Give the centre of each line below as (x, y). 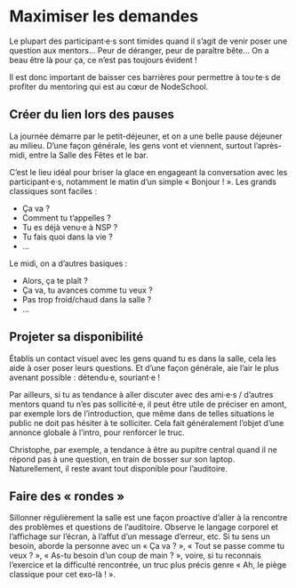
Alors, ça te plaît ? (55, 280)
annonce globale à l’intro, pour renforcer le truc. (97, 432)
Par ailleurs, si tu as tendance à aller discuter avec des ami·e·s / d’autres (141, 394)
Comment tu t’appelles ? (66, 217)
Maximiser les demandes (104, 16)
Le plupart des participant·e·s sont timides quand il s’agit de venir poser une (148, 41)
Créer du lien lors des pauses (92, 114)
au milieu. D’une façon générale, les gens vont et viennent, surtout (131, 145)
